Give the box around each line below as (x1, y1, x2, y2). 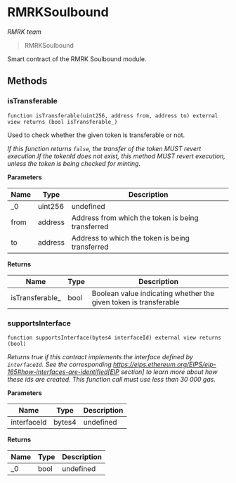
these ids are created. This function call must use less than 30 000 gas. (7, 375, 216, 383)
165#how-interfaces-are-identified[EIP (7, 367, 119, 376)
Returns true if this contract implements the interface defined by (7, 352, 193, 361)
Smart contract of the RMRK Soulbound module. (7, 54, 147, 63)
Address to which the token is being (71, 233, 190, 243)
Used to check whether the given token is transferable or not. (7, 131, 185, 139)
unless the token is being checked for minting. (7, 159, 141, 167)
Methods (7, 75, 48, 87)
